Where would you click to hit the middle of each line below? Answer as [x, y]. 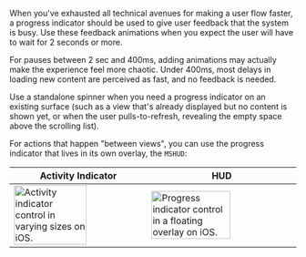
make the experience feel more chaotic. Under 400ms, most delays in [140, 69]
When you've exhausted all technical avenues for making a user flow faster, [151, 13]
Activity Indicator [78, 175]
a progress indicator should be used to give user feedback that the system [149, 23]
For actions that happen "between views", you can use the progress [137, 144]
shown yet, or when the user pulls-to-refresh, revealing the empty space [146, 116]
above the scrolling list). [54, 126]
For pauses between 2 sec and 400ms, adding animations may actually [143, 60]
